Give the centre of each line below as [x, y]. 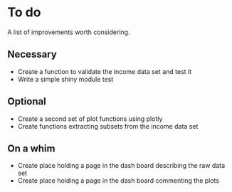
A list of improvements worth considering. [69, 32]
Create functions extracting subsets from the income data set [108, 126]
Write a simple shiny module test [65, 79]
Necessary [32, 54]
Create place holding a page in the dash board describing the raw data [121, 166]
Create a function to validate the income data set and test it [105, 71]
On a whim [31, 148]
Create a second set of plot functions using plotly [90, 119]
